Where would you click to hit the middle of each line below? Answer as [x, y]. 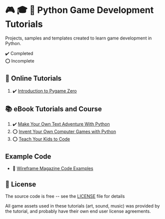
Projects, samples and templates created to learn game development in [78, 38]
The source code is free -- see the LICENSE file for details [65, 196]
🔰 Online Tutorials [33, 78]
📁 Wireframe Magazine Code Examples [53, 168]
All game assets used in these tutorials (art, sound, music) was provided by [82, 206]
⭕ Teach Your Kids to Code [41, 139]
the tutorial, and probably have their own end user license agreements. [78, 211]
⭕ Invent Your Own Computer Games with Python [64, 131]
